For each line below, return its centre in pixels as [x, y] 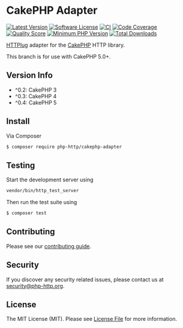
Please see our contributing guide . [49, 246]
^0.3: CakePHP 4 [36, 96]
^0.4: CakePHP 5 [36, 102]
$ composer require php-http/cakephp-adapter [64, 147]
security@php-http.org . [35, 286]
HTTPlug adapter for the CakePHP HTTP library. [66, 45]
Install [18, 121]
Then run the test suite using [42, 202]
